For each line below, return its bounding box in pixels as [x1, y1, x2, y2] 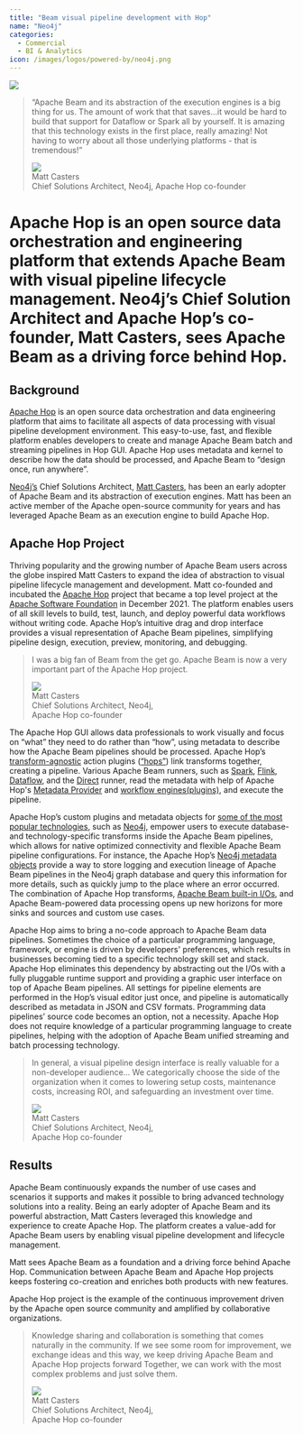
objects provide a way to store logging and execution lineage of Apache [9, 859, 277, 870]
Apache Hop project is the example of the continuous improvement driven [9, 1293, 284, 1304]
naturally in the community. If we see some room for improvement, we [31, 1339, 292, 1350]
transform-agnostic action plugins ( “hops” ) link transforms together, [9, 755, 262, 767]
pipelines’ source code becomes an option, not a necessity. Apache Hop [9, 1011, 280, 1022]
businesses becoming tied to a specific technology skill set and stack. [9, 953, 270, 964]
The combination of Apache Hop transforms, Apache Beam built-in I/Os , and [9, 887, 294, 898]
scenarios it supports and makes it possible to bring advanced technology [9, 1191, 285, 1202]
